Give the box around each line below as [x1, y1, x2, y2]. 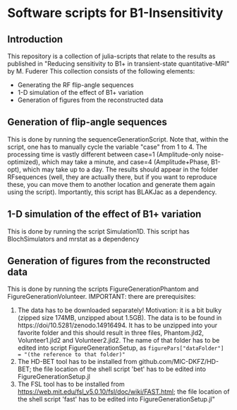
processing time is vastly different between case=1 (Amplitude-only [7, 150, 204, 159]
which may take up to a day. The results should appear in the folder [22, 165, 219, 173]
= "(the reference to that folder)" [17, 351, 126, 358]
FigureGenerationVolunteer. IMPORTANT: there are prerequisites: [7, 292, 196, 301]
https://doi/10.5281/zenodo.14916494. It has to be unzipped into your [17, 321, 218, 330]
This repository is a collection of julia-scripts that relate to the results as [7, 52, 216, 60]
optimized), [7, 157, 40, 166]
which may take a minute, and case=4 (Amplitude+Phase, [41, 157, 209, 166]
